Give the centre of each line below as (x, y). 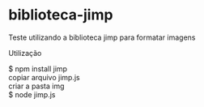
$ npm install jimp (38, 68)
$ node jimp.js (32, 94)
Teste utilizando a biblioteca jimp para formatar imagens (102, 37)
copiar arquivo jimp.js (44, 77)
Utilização (25, 53)
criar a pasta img (36, 86)
